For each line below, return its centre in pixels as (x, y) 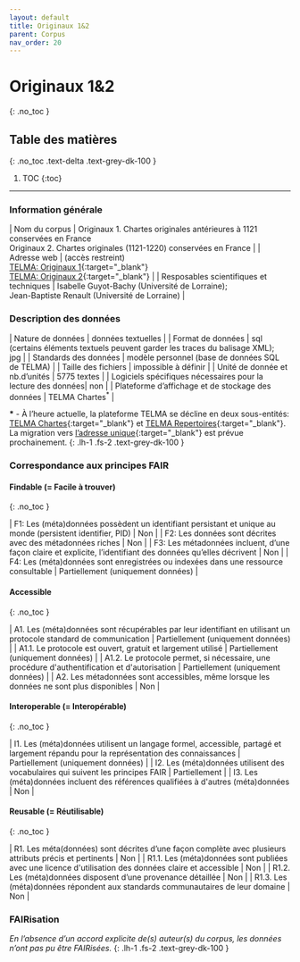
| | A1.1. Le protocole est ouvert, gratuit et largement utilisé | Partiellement (144, 648)
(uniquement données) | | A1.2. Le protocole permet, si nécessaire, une (140, 657)
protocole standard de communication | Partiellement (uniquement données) (150, 639)
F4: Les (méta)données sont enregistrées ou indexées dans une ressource (146, 562)
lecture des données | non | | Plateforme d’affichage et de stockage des (140, 386)
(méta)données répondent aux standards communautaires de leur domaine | (150, 886)
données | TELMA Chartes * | (62, 396)
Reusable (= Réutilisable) (57, 811)
